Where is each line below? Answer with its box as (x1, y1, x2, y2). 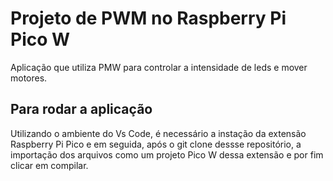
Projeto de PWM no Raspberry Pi (10, 7, 287, 30)
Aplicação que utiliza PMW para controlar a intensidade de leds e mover (10, 61, 308, 73)
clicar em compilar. (10, 159, 89, 171)
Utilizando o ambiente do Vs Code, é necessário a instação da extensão (10, 127, 307, 139)
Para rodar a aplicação (10, 101, 153, 118)
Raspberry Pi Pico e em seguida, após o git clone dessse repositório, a (10, 138, 302, 150)
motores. (10, 72, 48, 84)
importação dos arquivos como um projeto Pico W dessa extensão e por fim (10, 148, 324, 161)
